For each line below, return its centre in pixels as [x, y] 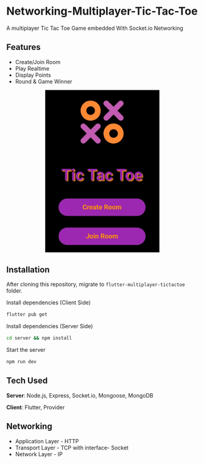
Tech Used [27, 381]
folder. [14, 291]
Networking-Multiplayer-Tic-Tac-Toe [102, 11]
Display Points [33, 75]
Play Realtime [32, 68]
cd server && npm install [39, 338]
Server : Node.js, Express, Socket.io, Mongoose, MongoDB [80, 395]
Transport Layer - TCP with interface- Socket [72, 448]
